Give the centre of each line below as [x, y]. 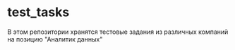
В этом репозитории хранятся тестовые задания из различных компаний [118, 32]
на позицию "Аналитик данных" [55, 39]
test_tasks [38, 12]
